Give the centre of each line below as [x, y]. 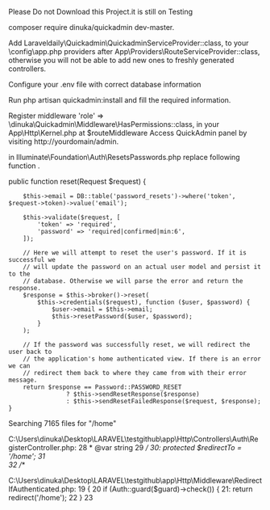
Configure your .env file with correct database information [105, 84]
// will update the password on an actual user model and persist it [142, 267]
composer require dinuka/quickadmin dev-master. [91, 27]
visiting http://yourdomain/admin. [64, 141]
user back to [30, 352]
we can [19, 366]
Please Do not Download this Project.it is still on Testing [101, 12]
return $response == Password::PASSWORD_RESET [102, 387]
